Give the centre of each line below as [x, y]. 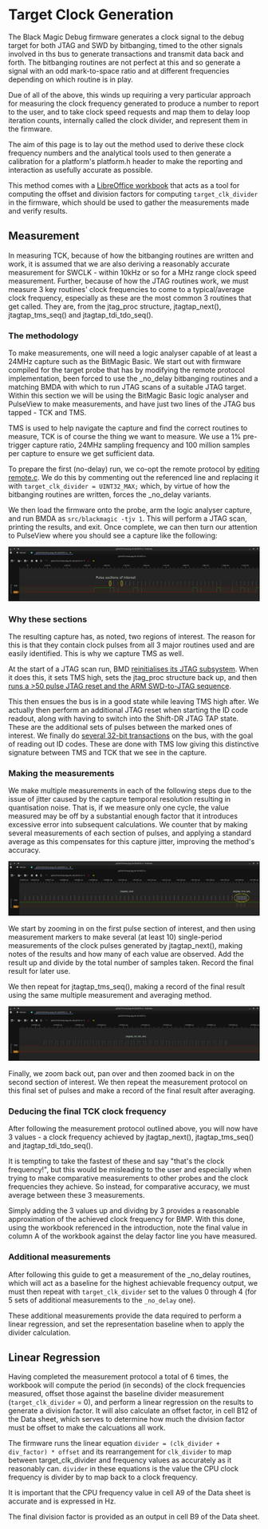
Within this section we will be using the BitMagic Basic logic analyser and [128, 396]
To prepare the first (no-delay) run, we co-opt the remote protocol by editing [134, 469]
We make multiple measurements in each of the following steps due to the [130, 791]
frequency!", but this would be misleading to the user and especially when [130, 1170]
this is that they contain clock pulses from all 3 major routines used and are [132, 645]
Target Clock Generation [91, 15]
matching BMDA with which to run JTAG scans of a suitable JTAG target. [128, 387]
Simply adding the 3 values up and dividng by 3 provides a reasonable [124, 1211]
